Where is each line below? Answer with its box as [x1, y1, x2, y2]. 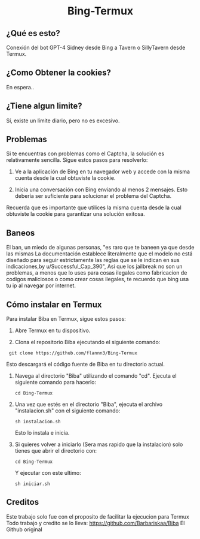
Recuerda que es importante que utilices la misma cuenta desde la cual [6, 204, 182, 211]
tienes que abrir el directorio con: [14, 447, 97, 454]
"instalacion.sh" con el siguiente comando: [14, 407, 121, 414]
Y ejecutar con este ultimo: [14, 469, 82, 477]
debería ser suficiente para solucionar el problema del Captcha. [14, 192, 172, 200]
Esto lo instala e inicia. [14, 429, 70, 436]
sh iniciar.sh [14, 481, 50, 487]
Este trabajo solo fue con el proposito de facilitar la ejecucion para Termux [6, 513, 190, 520]
